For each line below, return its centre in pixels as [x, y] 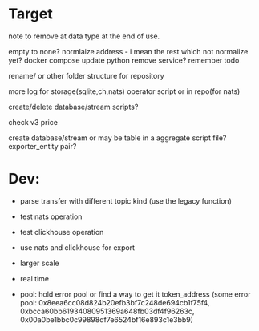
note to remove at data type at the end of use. [84, 36]
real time [34, 278]
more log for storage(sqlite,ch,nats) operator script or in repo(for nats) [124, 91]
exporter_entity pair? [42, 146]
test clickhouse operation [62, 232]
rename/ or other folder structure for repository [86, 75]
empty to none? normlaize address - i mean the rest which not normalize [128, 51]
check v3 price [33, 122]
